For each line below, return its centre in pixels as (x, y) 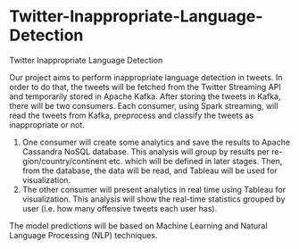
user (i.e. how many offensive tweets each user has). (120, 208)
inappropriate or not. (47, 124)
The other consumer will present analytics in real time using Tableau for (154, 189)
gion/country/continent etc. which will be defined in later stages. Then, (152, 161)
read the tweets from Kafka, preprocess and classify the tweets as (132, 115)
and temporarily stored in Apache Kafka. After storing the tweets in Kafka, (145, 96)
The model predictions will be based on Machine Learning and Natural (138, 226)
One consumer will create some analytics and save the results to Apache (156, 142)
